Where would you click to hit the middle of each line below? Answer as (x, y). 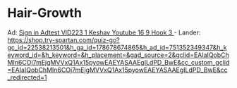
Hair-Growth (45, 13)
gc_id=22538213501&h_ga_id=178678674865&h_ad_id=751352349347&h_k (117, 47)
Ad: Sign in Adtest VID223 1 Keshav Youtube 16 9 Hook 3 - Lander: (104, 32)
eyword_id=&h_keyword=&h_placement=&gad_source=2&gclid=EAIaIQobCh (118, 55)
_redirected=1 (27, 77)
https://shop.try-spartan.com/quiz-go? (63, 39)
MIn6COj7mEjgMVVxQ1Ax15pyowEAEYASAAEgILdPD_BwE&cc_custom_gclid (119, 62)
